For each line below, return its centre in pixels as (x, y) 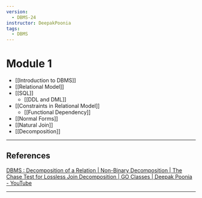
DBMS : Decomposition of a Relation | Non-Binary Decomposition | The (94, 170)
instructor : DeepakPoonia (38, 23)
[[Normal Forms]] (36, 119)
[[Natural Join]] (34, 125)
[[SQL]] (24, 93)
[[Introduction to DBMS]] (45, 80)
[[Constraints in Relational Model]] (57, 106)
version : (17, 12)
